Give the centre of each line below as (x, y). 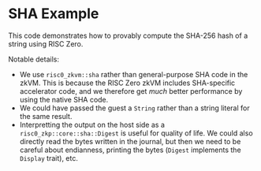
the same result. (46, 116)
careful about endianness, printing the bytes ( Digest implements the (130, 150)
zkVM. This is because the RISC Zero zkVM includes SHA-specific (127, 83)
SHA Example (54, 14)
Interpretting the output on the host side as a (92, 125)
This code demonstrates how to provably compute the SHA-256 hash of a (128, 35)
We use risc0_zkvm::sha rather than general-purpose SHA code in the (134, 74)
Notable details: (34, 59)
